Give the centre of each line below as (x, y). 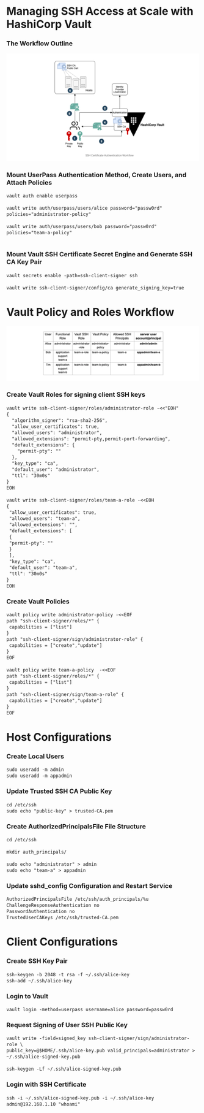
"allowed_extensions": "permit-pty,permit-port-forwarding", (91, 439)
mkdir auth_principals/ (37, 852)
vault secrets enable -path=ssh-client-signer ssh (72, 275)
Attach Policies (29, 182)
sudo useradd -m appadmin (39, 776)
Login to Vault (27, 996)
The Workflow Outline (40, 44)
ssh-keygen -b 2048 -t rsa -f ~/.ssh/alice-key (68, 974)
